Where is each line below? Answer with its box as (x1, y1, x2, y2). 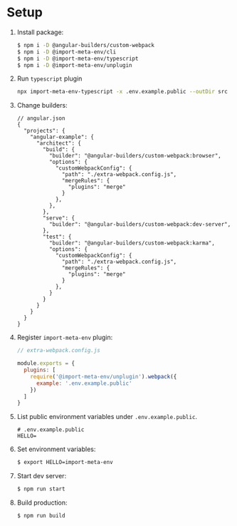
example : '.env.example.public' (36, 379, 132, 387)
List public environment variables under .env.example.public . (16, 413, 197, 421)
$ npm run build (16, 512, 65, 520)
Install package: (16, 28, 64, 36)
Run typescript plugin (16, 74, 83, 83)
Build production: (16, 498, 68, 507)
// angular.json (16, 115, 65, 122)
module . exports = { (16, 360, 75, 367)
